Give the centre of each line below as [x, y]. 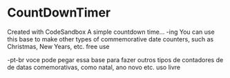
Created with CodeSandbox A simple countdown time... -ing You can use [111, 32]
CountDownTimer [59, 13]
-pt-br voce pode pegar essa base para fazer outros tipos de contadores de [115, 59]
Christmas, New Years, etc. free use [58, 46]
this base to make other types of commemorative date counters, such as [111, 39]
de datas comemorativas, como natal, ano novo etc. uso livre [94, 67]
